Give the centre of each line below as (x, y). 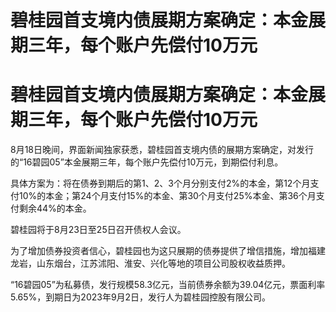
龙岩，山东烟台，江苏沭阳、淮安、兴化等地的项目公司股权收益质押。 (150, 263)
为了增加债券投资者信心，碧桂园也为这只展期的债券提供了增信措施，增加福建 (168, 251)
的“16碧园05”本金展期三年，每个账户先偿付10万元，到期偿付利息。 (147, 162)
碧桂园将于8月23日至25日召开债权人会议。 (98, 230)
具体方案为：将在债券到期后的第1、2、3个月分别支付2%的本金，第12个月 (160, 183)
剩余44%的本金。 (55, 208)
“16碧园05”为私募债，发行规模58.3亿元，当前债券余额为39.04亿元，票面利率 (168, 285)
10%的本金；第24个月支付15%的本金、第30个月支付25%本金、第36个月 (167, 196)
